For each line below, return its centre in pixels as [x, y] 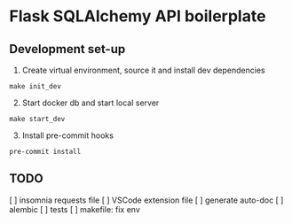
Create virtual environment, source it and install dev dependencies [143, 70]
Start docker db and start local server [91, 103]
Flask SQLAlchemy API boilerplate [138, 16]
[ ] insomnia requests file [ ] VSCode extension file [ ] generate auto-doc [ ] [146, 200]
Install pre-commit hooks [67, 135]
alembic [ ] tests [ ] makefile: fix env [75, 209]
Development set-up [67, 49]
